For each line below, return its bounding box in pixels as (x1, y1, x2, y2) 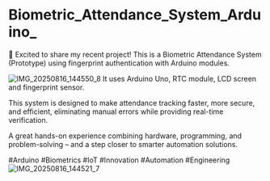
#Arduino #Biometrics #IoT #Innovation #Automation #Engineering (8, 155, 230, 165)
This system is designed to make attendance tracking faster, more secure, (8, 98, 255, 107)
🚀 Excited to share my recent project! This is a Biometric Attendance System (8, 49, 262, 59)
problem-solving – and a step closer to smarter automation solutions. (8, 139, 238, 149)
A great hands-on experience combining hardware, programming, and (8, 131, 243, 141)
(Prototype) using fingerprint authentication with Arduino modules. (8, 58, 230, 68)
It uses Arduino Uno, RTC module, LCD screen (102, 74, 257, 83)
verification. (8, 115, 49, 124)
